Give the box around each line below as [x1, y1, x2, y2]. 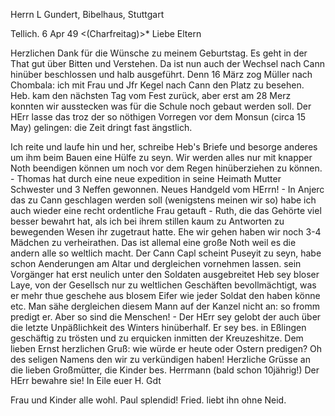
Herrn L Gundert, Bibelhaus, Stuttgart [10, 9, 165, 20]
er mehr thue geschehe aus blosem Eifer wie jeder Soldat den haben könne [10, 290, 321, 301]
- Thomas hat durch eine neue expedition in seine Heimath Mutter [10, 173, 282, 184]
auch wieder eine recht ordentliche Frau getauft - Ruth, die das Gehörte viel [10, 205, 322, 216]
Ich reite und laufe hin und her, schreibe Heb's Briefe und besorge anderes [10, 141, 318, 153]
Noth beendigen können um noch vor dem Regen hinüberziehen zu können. [10, 162, 323, 174]
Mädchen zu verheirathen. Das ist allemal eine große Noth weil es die [10, 237, 297, 248]
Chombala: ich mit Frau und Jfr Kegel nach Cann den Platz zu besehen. [10, 79, 305, 91]
